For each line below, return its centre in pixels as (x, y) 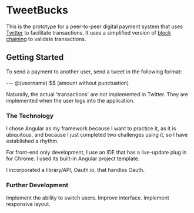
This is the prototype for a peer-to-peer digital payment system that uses (95, 26)
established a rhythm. (32, 141)
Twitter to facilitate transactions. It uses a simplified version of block (89, 32)
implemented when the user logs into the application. (71, 100)
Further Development (37, 185)
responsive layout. (29, 204)
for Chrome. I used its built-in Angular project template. (73, 158)
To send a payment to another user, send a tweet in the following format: (94, 72)
